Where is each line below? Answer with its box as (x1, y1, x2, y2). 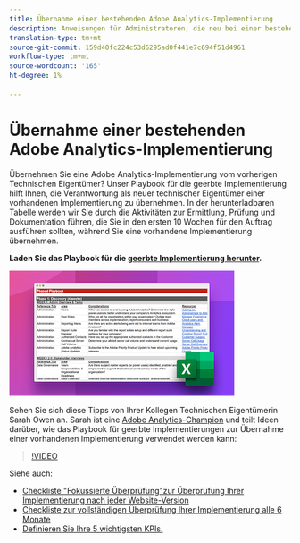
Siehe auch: (9, 468, 54, 479)
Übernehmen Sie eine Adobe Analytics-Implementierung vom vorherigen (9, 168, 279, 179)
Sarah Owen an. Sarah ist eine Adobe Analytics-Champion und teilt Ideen (9, 414, 279, 425)
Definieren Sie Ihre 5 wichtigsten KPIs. (21, 523, 163, 534)
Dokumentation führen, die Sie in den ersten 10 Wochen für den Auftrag (9, 216, 273, 227)
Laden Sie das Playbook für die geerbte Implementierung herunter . (9, 252, 262, 263)
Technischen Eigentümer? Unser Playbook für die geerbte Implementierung (9, 178, 287, 189)
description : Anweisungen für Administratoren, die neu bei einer (9, 23, 262, 33)
